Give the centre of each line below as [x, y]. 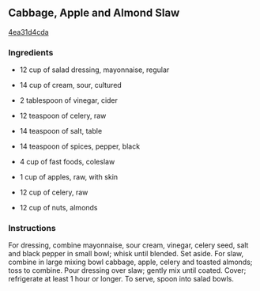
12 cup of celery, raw [54, 192]
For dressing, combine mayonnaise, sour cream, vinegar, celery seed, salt [128, 245]
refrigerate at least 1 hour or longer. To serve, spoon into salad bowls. [121, 279]
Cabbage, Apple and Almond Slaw [94, 13]
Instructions [32, 229]
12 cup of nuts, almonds [58, 208]
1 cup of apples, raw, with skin [69, 177]
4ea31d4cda [28, 32]
